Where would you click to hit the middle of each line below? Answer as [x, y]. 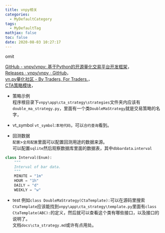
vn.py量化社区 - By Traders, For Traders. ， [49, 79]
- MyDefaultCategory [31, 19]
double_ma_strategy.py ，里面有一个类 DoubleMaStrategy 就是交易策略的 [84, 108]
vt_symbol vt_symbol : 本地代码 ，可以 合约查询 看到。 [62, 125]
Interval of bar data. [38, 167]
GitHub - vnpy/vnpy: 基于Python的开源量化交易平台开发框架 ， [69, 66]
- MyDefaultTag [25, 28]
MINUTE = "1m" [29, 176]
